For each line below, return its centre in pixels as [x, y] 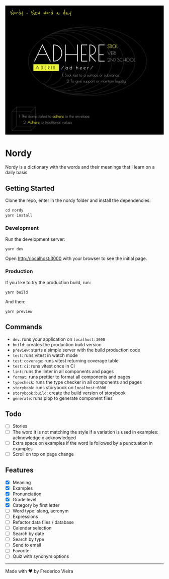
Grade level [24, 499]
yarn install [19, 216]
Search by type [28, 539]
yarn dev [14, 249]
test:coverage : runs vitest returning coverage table [66, 360]
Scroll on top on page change [43, 454]
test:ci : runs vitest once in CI [44, 366]
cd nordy [14, 210]
